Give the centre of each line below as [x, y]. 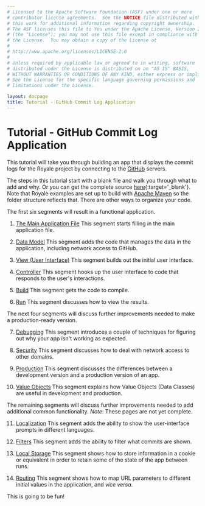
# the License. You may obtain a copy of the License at [82, 40]
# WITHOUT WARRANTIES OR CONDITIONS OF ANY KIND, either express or [96, 74]
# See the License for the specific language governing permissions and [101, 80]
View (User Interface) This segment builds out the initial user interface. [104, 260]
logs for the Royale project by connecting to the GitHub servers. [87, 169]
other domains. [35, 356]
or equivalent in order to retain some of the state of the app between [102, 460]
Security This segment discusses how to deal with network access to [102, 350]
